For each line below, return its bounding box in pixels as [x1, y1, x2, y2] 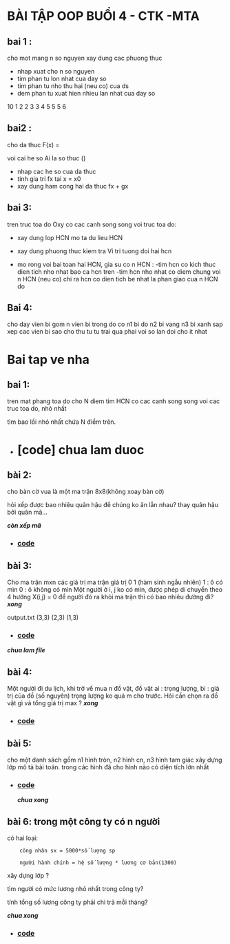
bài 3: [7, 559, 32, 572]
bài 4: [7, 666, 32, 678]
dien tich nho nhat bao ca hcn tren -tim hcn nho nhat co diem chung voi [17, 267, 221, 276]
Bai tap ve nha [7, 352, 90, 367]
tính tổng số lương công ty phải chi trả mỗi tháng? [7, 898, 148, 906]
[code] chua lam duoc [17, 442, 145, 458]
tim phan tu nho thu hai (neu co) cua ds [17, 82, 129, 90]
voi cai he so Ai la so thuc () [7, 153, 86, 162]
